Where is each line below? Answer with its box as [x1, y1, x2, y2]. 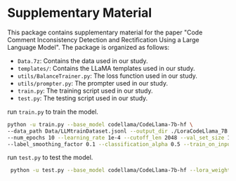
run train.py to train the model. [7, 107, 98, 116]
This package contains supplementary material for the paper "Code [7, 28, 203, 36]
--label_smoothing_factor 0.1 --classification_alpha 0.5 [7, 140, 181, 148]
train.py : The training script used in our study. [17, 86, 153, 95]
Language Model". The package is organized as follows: [7, 43, 170, 51]
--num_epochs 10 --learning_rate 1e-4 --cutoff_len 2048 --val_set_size [7, 134, 225, 141]
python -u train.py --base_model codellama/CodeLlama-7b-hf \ [7, 121, 193, 128]
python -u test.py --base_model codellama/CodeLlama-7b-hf [10, 167, 188, 174]
